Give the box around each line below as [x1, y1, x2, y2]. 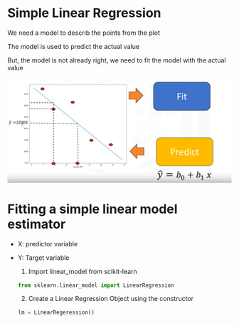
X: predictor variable [17, 239, 78, 248]
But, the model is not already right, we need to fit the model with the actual [7, 55, 226, 65]
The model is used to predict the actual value [7, 42, 140, 50]
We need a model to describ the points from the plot [7, 28, 161, 37]
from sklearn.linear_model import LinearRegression [17, 282, 174, 289]
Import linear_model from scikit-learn [28, 267, 137, 275]
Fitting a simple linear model [7, 201, 178, 217]
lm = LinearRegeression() [17, 309, 95, 317]
